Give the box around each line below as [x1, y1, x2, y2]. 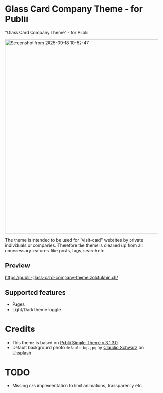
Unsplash [12, 350, 32, 356]
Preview [5, 262, 31, 270]
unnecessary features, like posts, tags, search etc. [5, 247, 106, 253]
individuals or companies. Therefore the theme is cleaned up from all [5, 242, 143, 248]
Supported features [5, 288, 66, 297]
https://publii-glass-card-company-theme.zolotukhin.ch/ [5, 274, 118, 280]
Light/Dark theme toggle [12, 306, 61, 312]
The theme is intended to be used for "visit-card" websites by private [5, 237, 144, 243]
